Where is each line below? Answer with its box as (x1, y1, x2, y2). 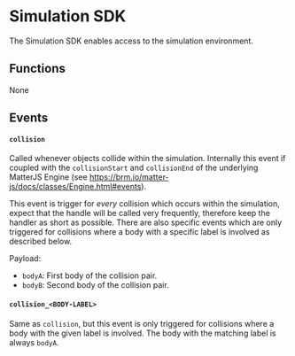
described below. (9, 236, 73, 247)
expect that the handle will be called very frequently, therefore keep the (9, 208, 270, 219)
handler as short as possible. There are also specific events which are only (9, 217, 283, 228)
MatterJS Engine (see (9, 172, 88, 182)
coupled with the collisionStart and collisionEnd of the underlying (9, 162, 259, 174)
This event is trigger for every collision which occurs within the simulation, (9, 198, 281, 209)
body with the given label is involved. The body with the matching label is (9, 328, 276, 338)
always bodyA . (9, 337, 59, 347)
